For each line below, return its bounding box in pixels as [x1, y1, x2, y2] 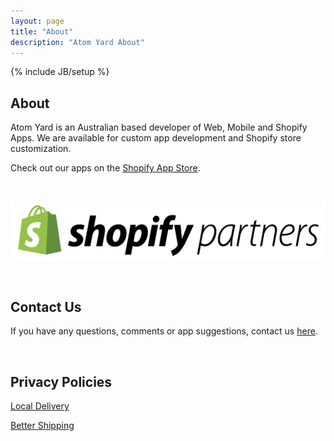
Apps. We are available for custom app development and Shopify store [10, 132, 302, 144]
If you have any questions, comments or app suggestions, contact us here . [10, 325, 318, 337]
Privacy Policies [10, 373, 113, 390]
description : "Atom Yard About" [10, 37, 145, 47]
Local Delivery [10, 400, 70, 412]
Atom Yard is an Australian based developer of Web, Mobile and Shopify [10, 121, 308, 134]
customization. [10, 143, 72, 155]
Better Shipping [10, 420, 75, 432]
